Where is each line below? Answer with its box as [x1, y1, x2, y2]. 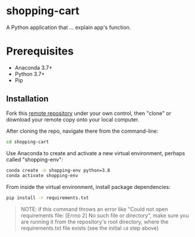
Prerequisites [6, 44, 74, 58]
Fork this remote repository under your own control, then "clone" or [6, 110, 171, 117]
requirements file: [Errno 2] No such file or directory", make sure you [20, 212, 189, 219]
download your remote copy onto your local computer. [6, 116, 140, 123]
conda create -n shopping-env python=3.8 [6, 167, 111, 173]
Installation [6, 94, 49, 104]
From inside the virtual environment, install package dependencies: [6, 184, 171, 191]
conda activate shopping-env [6, 173, 78, 179]
